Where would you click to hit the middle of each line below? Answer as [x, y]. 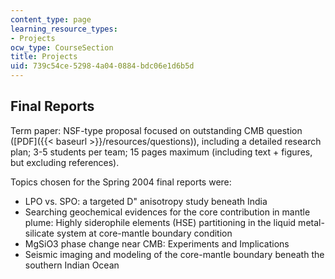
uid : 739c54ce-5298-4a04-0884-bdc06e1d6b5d [102, 66]
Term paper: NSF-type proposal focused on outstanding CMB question [156, 130]
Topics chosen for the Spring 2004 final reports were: [121, 182]
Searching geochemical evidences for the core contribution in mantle [167, 212]
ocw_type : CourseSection [62, 47]
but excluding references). [65, 162]
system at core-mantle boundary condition [144, 233]
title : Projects [44, 57]
